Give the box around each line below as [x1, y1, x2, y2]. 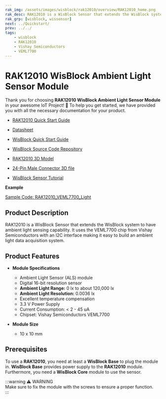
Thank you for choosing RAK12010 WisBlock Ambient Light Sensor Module [5, 97, 161, 103]
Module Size [12, 321, 39, 328]
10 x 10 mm [19, 331, 43, 337]
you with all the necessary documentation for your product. [5, 108, 126, 114]
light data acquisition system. [5, 238, 65, 244]
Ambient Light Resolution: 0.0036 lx [19, 291, 95, 297]
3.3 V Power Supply [19, 301, 60, 307]
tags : [5, 30, 16, 35]
